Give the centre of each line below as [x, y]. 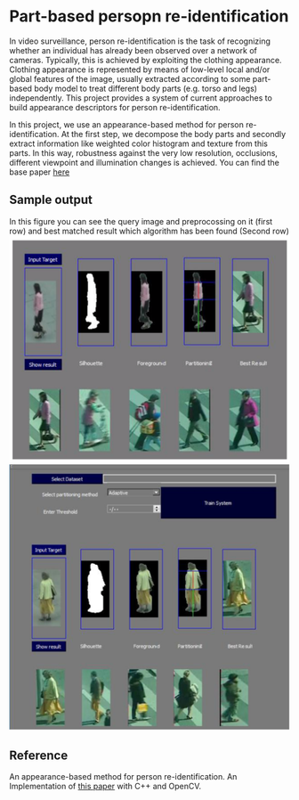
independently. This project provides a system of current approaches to [141, 98]
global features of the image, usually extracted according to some [130, 78]
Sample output [51, 200]
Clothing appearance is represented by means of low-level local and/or [140, 69]
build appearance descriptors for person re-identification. [115, 107]
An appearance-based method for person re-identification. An [123, 776]
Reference [39, 755]
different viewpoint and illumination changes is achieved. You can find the [145, 162]
